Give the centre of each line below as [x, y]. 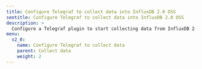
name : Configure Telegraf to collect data [71, 46]
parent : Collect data [44, 51]
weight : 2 [29, 56]
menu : [13, 34]
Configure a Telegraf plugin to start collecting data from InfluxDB [100, 28]
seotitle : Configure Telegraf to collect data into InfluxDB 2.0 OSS [95, 17]
